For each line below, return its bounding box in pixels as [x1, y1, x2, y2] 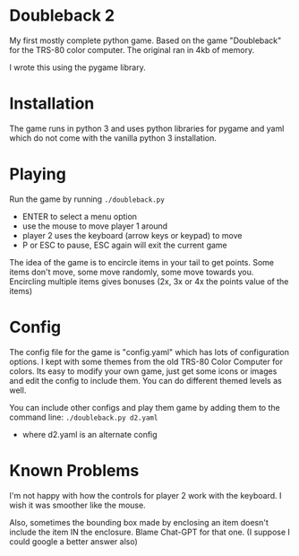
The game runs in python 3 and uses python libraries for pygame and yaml [9, 123, 285, 134]
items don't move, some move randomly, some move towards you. [9, 266, 254, 277]
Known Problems [9, 460, 140, 481]
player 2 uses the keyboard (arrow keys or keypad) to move [21, 230, 243, 240]
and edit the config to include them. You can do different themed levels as [9, 375, 282, 386]
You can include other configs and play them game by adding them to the [9, 402, 280, 413]
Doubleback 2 [9, 5, 115, 26]
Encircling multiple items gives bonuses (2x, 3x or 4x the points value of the [9, 275, 289, 287]
